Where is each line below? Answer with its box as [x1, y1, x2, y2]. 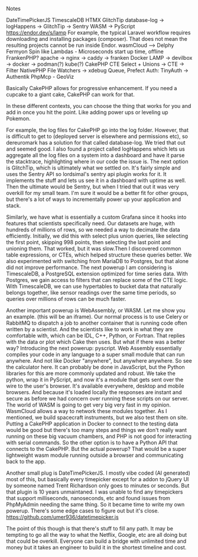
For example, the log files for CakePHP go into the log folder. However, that [6, 127, 189, 133]
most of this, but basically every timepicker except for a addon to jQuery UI [6, 476, 189, 482]
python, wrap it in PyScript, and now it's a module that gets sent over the [6, 376, 184, 383]
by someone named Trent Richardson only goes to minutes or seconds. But [6, 482, 190, 489]
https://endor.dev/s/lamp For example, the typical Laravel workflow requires [6, 29, 191, 36]
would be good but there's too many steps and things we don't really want [6, 427, 187, 433]
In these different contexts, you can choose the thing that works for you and [6, 103, 191, 109]
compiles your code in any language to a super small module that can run [6, 351, 185, 358]
